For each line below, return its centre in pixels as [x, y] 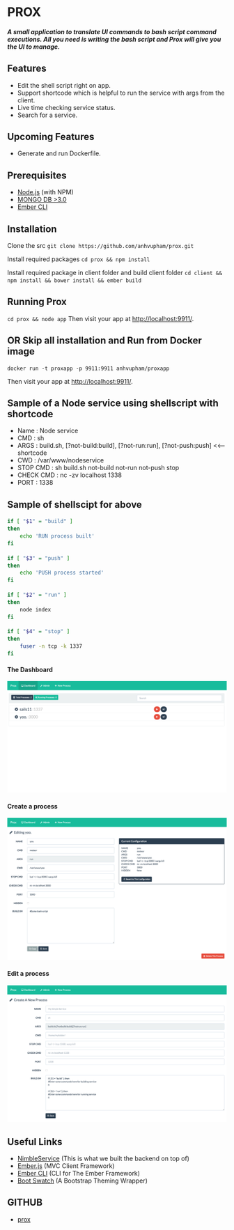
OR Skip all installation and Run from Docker [104, 341]
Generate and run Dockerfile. [59, 153]
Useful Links [35, 1142]
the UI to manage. [34, 47]
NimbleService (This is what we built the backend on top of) [103, 1159]
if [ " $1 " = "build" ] [40, 522]
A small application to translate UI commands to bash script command [112, 31]
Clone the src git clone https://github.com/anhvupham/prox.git [101, 246]
